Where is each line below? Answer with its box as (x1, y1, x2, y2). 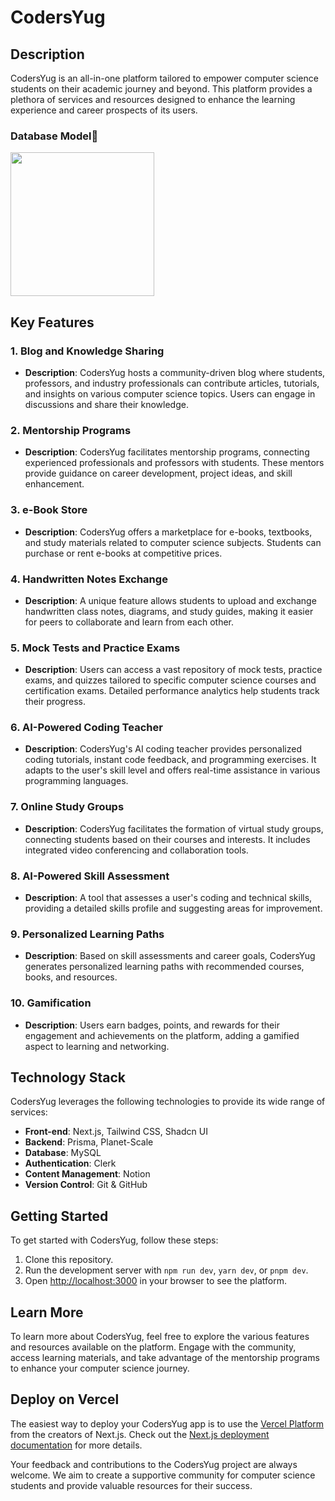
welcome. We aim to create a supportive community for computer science (10, 1469, 316, 1481)
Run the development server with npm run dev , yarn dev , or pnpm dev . (24, 1264, 309, 1276)
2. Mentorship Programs (10, 423, 132, 437)
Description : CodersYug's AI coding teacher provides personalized (24, 743, 303, 755)
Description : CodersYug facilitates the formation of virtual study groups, (24, 822, 324, 835)
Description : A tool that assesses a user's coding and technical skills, (24, 892, 313, 904)
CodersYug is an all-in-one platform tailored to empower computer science (10, 72, 319, 84)
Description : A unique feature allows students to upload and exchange (24, 594, 317, 606)
